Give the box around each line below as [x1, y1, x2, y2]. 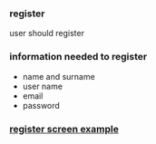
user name [22, 81, 63, 91]
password [22, 100, 61, 110]
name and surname [22, 71, 95, 82]
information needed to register [9, 51, 148, 63]
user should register [9, 28, 84, 39]
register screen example [9, 122, 120, 135]
